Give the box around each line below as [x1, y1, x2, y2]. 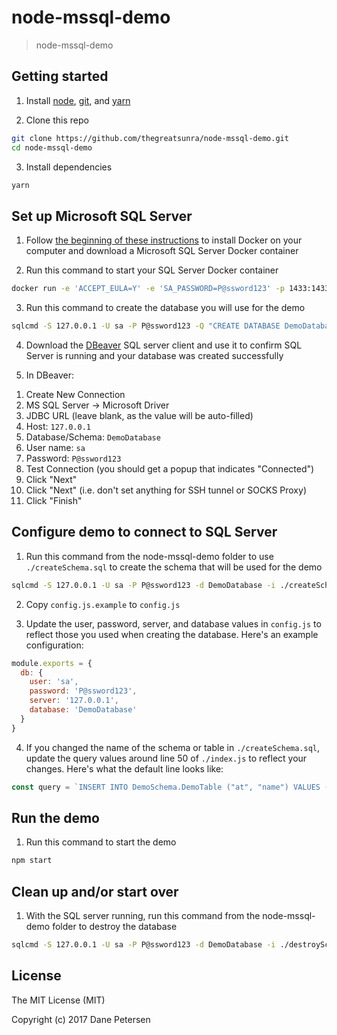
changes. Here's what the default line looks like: [25, 762, 224, 775]
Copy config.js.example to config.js [25, 598, 181, 610]
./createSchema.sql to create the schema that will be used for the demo [25, 561, 323, 573]
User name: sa [25, 441, 86, 453]
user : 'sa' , [29, 677, 79, 687]
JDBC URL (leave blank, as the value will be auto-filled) [25, 409, 254, 421]
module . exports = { [11, 658, 93, 668]
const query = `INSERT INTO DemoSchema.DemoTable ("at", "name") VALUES [11, 782, 321, 792]
